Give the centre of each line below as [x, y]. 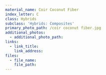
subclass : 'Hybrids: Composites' [40, 23]
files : [12, 56]
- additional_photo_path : [37, 37]
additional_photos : [25, 33]
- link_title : [24, 46]
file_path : [25, 65]
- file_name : [23, 60]
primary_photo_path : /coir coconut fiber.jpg [53, 28]
